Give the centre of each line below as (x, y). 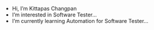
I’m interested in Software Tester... (54, 15)
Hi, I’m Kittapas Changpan (44, 9)
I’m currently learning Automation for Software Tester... (80, 21)
